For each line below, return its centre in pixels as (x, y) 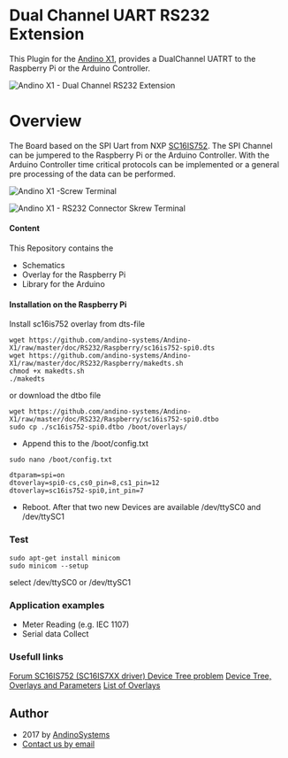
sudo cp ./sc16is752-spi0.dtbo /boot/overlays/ (99, 427)
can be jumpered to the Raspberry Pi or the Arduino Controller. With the (139, 155)
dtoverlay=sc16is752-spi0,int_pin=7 (76, 491)
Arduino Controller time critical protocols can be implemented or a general (144, 164)
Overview (45, 121)
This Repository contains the (61, 248)
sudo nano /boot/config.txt (61, 460)
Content (24, 228)
